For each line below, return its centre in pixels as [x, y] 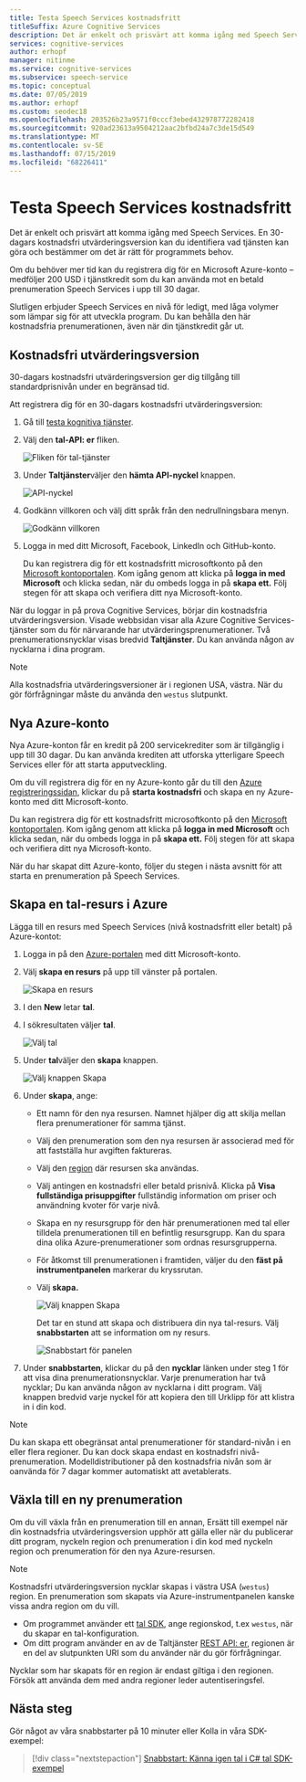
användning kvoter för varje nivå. [98, 1205]
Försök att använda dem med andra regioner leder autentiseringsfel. [138, 1680]
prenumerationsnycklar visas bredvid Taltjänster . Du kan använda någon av [152, 639]
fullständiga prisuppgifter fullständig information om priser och [156, 1195]
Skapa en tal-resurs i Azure [89, 905]
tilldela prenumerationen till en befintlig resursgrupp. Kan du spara [160, 1232]
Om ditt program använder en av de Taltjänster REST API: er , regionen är [158, 1643]
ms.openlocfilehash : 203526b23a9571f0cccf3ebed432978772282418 [132, 120]
